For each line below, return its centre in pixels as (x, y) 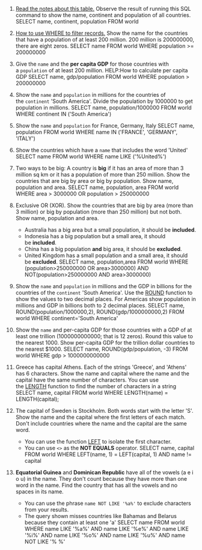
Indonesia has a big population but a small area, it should (95, 236)
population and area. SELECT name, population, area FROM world (97, 187)
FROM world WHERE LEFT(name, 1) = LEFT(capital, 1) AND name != (108, 454)
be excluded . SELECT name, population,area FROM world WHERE (106, 262)
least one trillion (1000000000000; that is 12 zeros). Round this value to (104, 336)
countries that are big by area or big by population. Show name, (94, 181)
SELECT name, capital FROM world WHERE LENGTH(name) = (92, 393)
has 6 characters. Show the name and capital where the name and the (103, 373)
